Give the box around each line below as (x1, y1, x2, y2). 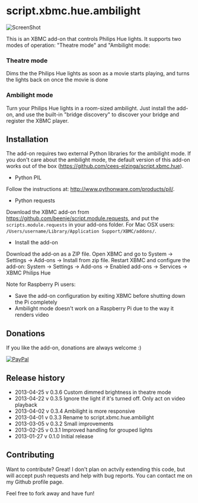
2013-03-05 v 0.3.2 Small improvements (14, 420, 114, 427)
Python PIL (14, 174, 41, 182)
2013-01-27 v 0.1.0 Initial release (14, 432, 94, 440)
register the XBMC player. (6, 117, 69, 124)
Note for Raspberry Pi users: (6, 281, 76, 288)
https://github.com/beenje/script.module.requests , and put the (6, 215, 159, 222)
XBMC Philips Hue (6, 269, 51, 276)
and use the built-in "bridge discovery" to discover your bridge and (15, 111, 180, 118)
